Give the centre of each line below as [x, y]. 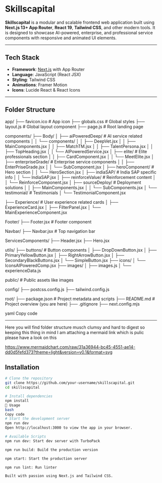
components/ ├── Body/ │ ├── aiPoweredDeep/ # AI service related [74, 136]
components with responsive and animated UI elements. [61, 38]
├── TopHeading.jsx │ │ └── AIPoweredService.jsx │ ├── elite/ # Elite [76, 151]
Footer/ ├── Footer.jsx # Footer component [48, 222]
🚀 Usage [13, 405]
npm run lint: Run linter [31, 467]
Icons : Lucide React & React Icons [46, 90]
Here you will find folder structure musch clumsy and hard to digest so [75, 327]
